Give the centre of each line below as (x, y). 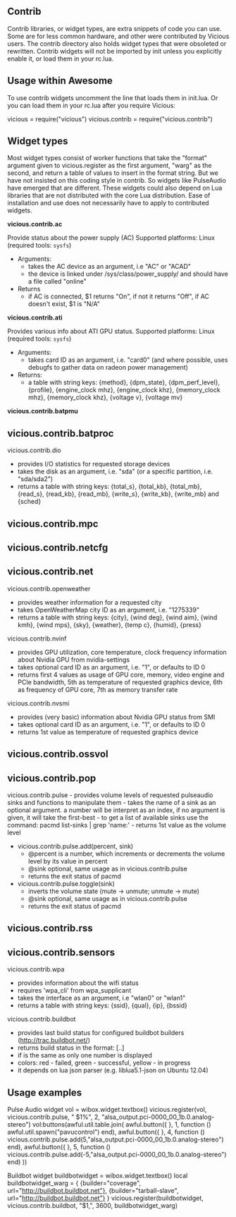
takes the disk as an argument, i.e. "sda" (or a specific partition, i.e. (115, 471)
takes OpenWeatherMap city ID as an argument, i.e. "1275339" (108, 610)
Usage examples (45, 1092)
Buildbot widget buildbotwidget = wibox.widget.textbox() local (98, 1176)
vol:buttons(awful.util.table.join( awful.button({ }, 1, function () (122, 1125)
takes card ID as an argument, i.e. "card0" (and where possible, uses (128, 360)
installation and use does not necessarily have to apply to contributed (108, 203)
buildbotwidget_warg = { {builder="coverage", (74, 1183)
